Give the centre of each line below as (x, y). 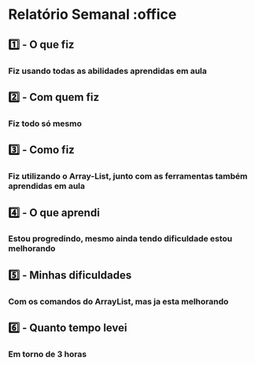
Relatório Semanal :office (92, 15)
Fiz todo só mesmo (45, 124)
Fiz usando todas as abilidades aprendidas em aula (107, 71)
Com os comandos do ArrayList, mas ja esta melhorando (118, 301)
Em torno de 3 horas (48, 354)
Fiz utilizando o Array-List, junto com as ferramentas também (128, 176)
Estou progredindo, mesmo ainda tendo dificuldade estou (120, 239)
